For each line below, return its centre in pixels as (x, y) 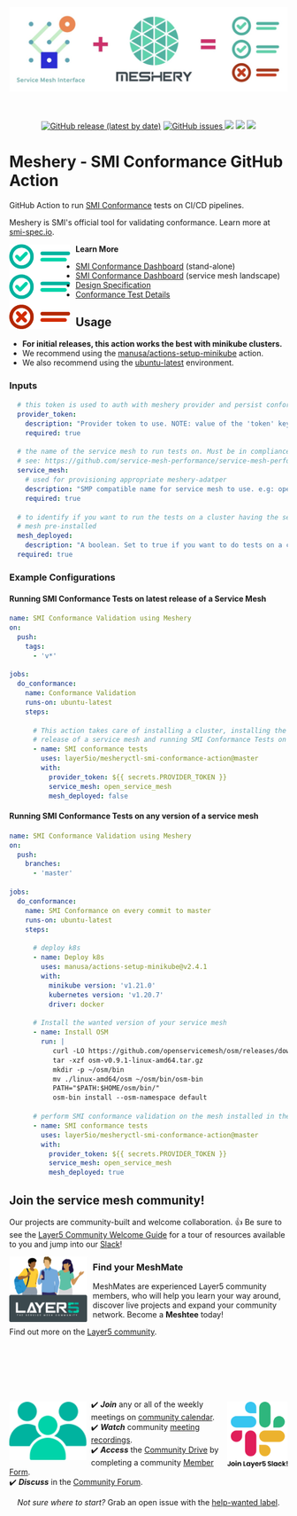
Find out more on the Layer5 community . (83, 1332)
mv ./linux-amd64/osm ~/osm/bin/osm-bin (128, 1079)
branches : (43, 864)
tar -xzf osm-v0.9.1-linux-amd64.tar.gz (128, 1060)
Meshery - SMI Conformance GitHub (146, 162)
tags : (35, 646)
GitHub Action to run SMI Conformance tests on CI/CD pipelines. (127, 205)
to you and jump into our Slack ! (66, 1244)
